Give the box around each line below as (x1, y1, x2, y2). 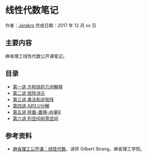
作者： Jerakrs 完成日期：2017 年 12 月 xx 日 (5, 22, 96, 28)
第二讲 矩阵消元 (12, 90, 45, 96)
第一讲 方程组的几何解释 (12, 84, 63, 90)
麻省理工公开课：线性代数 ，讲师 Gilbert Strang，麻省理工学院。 (12, 146, 145, 152)
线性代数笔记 (5, 5, 59, 16)
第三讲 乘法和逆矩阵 (12, 96, 54, 102)
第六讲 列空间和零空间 (12, 115, 59, 122)
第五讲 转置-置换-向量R (12, 109, 61, 115)
